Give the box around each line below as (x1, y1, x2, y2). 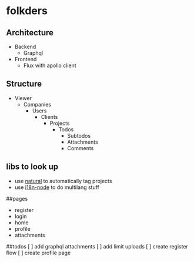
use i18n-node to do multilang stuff (14, 184, 100, 191)
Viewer (14, 94, 32, 101)
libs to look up (6, 162, 59, 172)
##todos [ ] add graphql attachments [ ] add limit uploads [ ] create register (6, 243, 188, 250)
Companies (23, 101, 52, 108)
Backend (14, 43, 36, 50)
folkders (6, 4, 48, 18)
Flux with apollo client (23, 62, 76, 69)
